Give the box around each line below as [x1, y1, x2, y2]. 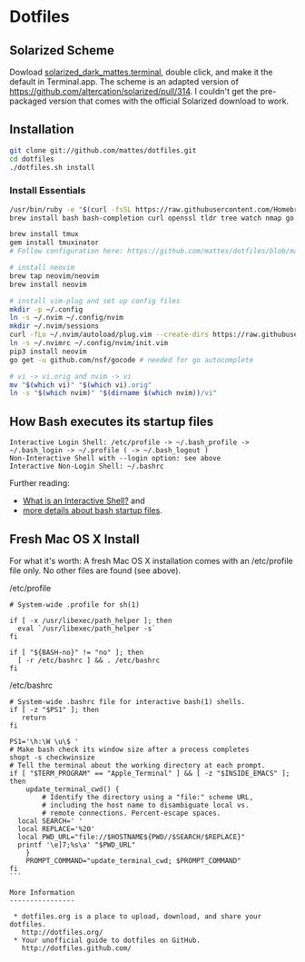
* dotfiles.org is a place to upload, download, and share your [13, 911, 261, 921]
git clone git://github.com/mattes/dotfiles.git [9, 145, 197, 155]
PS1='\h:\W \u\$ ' [9, 737, 79, 746]
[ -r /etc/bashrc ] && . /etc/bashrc [17, 656, 161, 665]
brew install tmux [9, 230, 79, 239]
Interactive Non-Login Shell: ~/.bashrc [9, 461, 165, 471]
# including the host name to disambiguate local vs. [42, 800, 250, 809]
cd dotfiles [9, 154, 54, 164]
